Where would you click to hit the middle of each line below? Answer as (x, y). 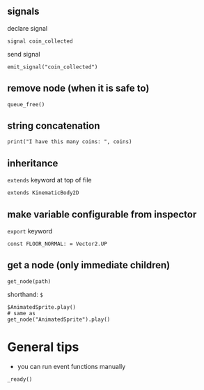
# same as (22, 313)
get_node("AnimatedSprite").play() (59, 319)
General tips (43, 347)
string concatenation (54, 126)
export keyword (30, 231)
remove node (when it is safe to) (78, 88)
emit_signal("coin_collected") (53, 67)
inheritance (33, 163)
